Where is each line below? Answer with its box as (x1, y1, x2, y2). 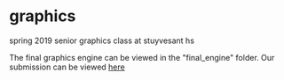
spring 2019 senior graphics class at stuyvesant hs (9, 35, 195, 46)
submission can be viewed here (9, 62, 126, 72)
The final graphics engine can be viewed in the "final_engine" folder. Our (9, 52, 275, 62)
